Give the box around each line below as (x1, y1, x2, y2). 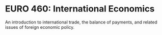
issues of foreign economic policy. (5, 24, 75, 30)
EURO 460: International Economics (5, 3, 155, 14)
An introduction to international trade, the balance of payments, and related (5, 19, 158, 25)
